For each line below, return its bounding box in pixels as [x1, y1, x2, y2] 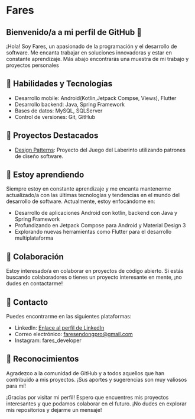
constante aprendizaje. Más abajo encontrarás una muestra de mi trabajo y [6, 56, 189, 62]
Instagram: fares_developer [14, 337, 82, 344]
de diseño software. [14, 152, 64, 160]
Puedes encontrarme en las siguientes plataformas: [6, 313, 132, 320]
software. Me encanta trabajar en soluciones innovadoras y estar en [6, 49, 173, 56]
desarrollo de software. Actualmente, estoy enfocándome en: [6, 198, 155, 205]
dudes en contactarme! [6, 280, 63, 287]
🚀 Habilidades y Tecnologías [6, 79, 113, 89]
